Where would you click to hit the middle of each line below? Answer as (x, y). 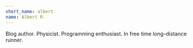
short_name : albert (30, 11)
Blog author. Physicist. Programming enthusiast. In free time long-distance (96, 33)
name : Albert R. (25, 17)
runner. (14, 40)
